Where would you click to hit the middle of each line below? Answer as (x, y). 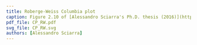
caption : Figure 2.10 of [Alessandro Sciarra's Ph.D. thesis (82, 17)
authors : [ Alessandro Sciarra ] (44, 33)
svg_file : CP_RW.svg (31, 28)
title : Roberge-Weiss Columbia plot (51, 11)
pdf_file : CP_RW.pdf (31, 22)
